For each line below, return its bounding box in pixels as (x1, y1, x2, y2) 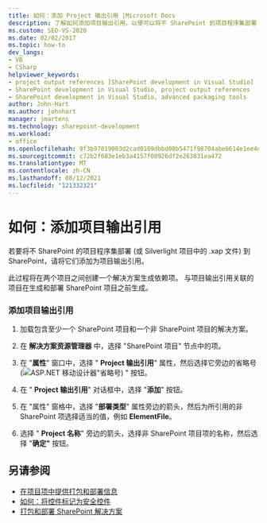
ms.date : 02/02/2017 (8, 33, 77, 42)
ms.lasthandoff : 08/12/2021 (8, 174, 102, 183)
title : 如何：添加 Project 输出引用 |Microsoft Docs (8, 11, 176, 20)
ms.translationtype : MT (8, 160, 87, 168)
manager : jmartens (8, 115, 69, 123)
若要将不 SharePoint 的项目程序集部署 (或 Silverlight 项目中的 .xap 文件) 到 (8, 246, 250, 255)
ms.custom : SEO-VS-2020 (8, 26, 87, 34)
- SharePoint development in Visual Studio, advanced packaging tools (8, 93, 247, 101)
